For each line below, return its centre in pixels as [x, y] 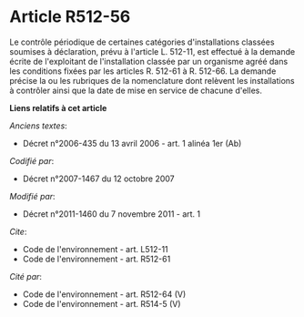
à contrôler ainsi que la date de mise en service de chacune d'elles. [136, 90]
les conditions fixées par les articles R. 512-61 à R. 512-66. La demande [143, 71]
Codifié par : [32, 160]
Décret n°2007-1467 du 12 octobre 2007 [98, 179]
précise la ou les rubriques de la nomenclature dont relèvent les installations [152, 80]
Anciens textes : [39, 126]
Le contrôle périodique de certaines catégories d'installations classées [142, 42]
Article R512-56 [70, 17]
